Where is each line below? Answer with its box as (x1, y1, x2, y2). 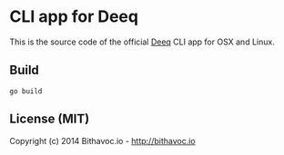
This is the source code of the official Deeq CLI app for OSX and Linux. (9, 36, 275, 47)
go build (9, 86, 43, 96)
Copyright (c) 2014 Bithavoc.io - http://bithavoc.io (9, 135, 196, 146)
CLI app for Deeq (9, 6, 139, 27)
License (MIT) (9, 111, 90, 127)
